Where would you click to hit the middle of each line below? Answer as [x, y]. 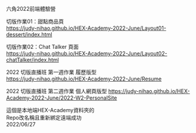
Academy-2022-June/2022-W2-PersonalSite [62, 98]
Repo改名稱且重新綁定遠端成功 [44, 117]
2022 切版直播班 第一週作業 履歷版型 [52, 72]
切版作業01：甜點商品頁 [35, 21]
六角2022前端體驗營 [31, 9]
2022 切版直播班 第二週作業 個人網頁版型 [57, 91]
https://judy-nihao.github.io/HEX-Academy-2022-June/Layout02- [87, 53]
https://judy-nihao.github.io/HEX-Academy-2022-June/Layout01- [86, 28]
